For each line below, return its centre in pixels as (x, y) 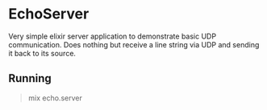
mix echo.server (55, 98)
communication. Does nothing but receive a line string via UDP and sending (134, 44)
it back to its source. (42, 53)
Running (30, 78)
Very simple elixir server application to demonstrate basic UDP (112, 36)
